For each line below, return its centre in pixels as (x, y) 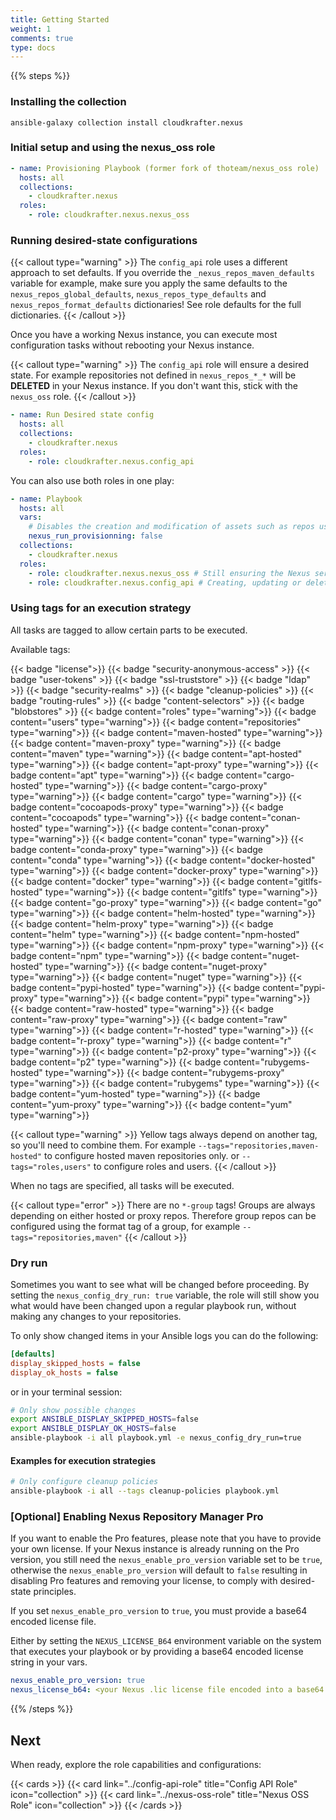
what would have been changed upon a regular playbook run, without (153, 1305)
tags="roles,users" (51, 1167)
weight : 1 (31, 29)
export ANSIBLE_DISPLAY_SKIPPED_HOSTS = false (104, 1419)
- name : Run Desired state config (82, 415)
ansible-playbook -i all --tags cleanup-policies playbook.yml (145, 1491)
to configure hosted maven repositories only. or (142, 1155)
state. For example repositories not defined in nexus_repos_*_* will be (153, 375)
